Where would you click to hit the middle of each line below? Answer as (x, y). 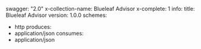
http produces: (33, 27)
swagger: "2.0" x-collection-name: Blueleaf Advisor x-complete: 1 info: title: (100, 9)
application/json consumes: (49, 33)
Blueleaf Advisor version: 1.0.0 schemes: (56, 15)
